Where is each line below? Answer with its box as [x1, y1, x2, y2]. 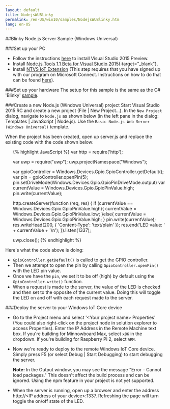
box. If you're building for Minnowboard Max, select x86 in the [12, 331, 143, 337]
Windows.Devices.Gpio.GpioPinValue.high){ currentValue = [12, 206, 136, 212]
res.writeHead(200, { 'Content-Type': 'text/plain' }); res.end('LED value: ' [12, 222, 165, 228]
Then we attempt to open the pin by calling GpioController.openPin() [12, 262, 159, 268]
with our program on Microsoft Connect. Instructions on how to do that [12, 72, 161, 78]
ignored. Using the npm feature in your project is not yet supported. [12, 377, 155, 384]
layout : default [5, 7, 40, 13]
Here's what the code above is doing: [5, 247, 84, 253]
